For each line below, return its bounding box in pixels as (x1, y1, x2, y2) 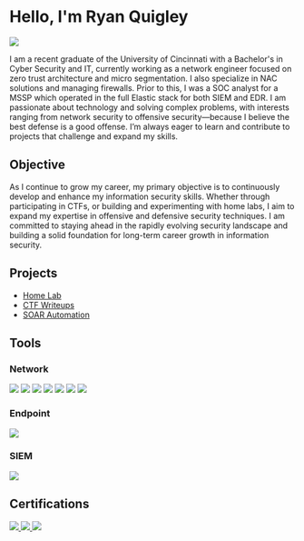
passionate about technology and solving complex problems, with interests (9, 102, 290, 113)
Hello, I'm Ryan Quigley (9, 6, 189, 27)
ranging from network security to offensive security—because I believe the (9, 111, 290, 122)
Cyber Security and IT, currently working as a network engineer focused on (9, 63, 292, 74)
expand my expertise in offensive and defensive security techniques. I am (9, 210, 286, 221)
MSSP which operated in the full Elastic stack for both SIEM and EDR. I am (9, 92, 287, 103)
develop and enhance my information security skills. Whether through (9, 191, 270, 202)
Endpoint (9, 407, 51, 420)
